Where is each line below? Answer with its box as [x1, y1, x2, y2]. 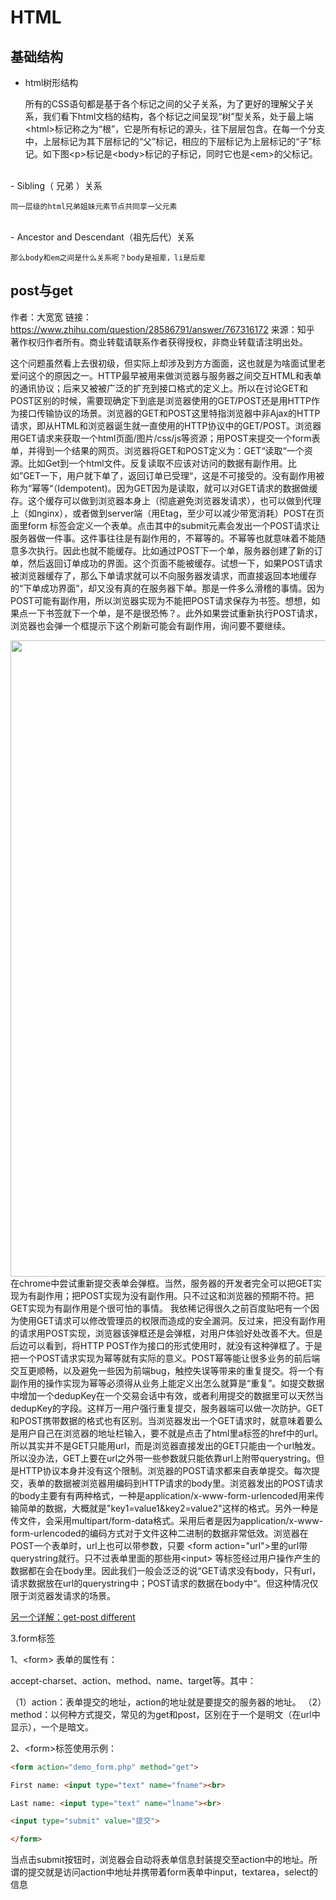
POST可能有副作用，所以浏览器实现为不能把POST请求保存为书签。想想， [10, 594, 312, 606]
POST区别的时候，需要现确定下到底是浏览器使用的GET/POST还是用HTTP [10, 394, 312, 406]
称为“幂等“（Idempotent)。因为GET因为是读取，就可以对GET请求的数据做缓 [10, 482, 318, 494]
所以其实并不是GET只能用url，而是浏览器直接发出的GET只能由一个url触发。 [10, 1439, 322, 1451]
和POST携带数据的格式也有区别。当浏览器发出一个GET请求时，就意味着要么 [10, 1414, 323, 1426]
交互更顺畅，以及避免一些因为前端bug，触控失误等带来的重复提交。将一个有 [10, 1364, 325, 1376]
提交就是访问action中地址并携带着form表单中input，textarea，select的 [27, 1866, 319, 1878]
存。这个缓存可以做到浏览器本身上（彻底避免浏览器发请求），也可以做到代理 [10, 494, 322, 506]
